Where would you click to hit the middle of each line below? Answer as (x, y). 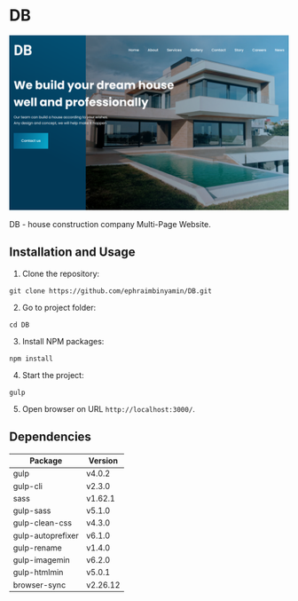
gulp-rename (37, 548)
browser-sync (39, 585)
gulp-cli (27, 486)
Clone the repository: (61, 273)
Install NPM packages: (63, 341)
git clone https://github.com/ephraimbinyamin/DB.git (111, 291)
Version (103, 461)
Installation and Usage (72, 253)
